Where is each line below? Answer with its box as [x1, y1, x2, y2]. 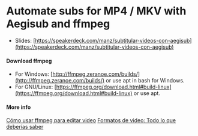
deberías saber [6, 123, 44, 131]
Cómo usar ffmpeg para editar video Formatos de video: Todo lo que [6, 117, 176, 124]
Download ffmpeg [6, 57, 52, 64]
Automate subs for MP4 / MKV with [6, 4, 187, 18]
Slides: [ [14, 37, 35, 44]
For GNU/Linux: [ [14, 83, 57, 91]
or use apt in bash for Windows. [106, 77, 185, 84]
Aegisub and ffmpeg [6, 17, 110, 31]
